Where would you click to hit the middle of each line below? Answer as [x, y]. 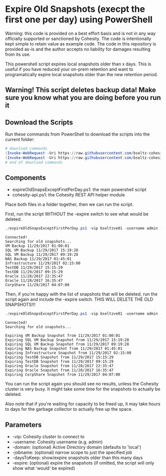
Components [25, 178]
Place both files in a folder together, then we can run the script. [69, 204]
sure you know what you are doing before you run [83, 98]
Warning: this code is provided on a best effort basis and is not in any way [81, 33]
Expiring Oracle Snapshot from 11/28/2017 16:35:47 [59, 370]
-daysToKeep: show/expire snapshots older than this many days [78, 458]
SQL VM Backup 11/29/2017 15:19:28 [42, 250]
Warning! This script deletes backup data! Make [81, 90]
